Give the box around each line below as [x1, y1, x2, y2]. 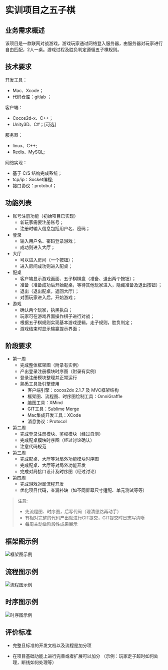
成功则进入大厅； [19, 244, 55, 250]
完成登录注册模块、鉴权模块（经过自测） [19, 431, 103, 437]
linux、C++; [12, 142, 37, 148]
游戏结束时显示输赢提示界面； [19, 325, 81, 331]
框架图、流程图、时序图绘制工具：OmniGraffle [27, 394, 122, 400]
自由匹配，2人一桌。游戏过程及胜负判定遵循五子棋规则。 [5, 47, 122, 53]
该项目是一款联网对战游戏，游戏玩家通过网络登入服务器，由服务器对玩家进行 [5, 41, 163, 46]
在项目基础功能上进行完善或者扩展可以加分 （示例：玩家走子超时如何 [12, 653, 154, 659]
